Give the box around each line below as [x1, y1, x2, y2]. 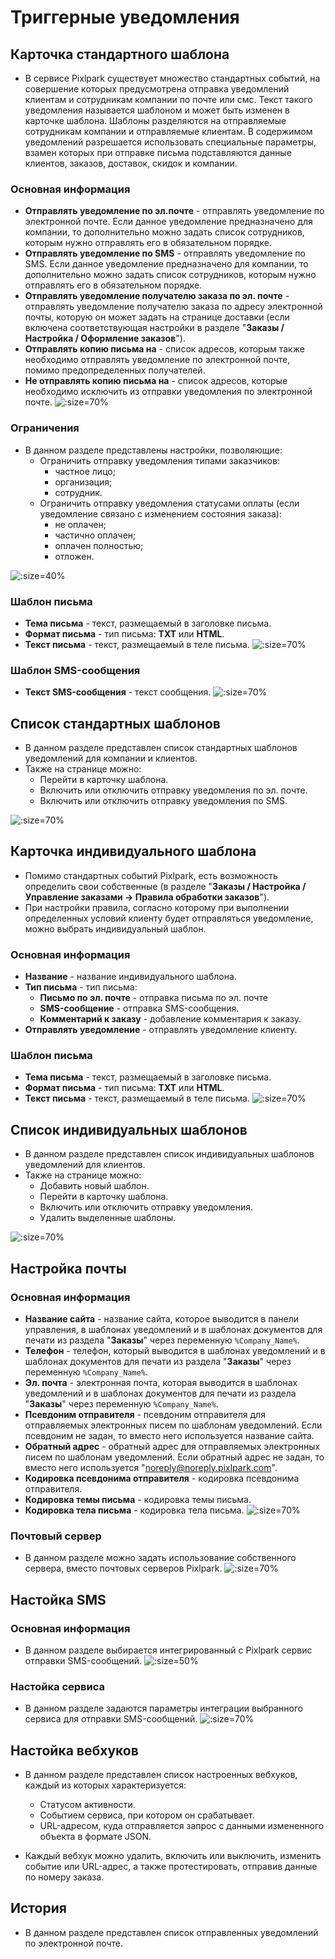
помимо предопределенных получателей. [24, 364, 206, 376]
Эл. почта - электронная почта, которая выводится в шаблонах [24, 1376, 298, 1388]
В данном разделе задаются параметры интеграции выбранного [24, 1702, 304, 1715]
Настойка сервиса [10, 1679, 106, 1693]
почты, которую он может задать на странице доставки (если [24, 311, 290, 323]
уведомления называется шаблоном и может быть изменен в [24, 104, 290, 116]
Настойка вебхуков [10, 1742, 139, 1759]
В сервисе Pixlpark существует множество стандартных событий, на [24, 72, 321, 84]
